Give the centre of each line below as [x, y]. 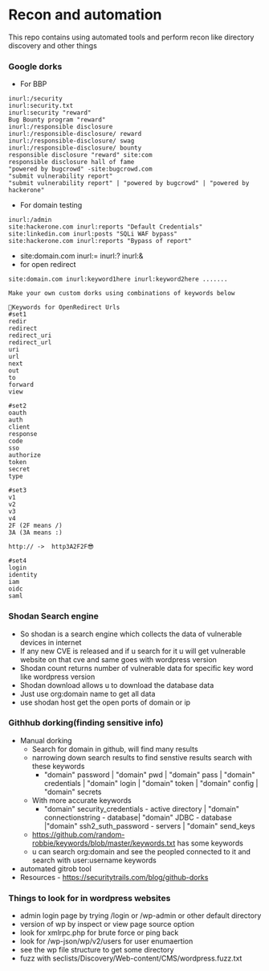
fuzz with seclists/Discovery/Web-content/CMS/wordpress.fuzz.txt [131, 958]
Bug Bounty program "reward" [57, 120]
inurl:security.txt [41, 106]
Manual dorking [46, 740]
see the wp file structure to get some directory [97, 950]
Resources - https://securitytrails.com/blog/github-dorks [114, 877]
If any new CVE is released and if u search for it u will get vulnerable [133, 651]
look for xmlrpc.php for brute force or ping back [99, 933]
